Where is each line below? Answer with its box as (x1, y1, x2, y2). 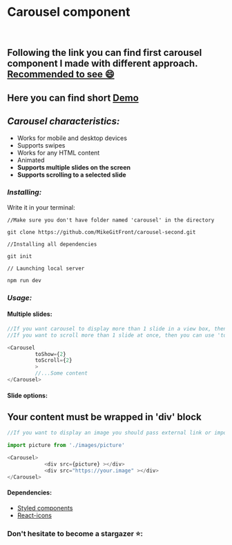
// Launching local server (7, 265, 85, 272)
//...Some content (35, 370, 88, 377)
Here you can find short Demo (7, 92, 139, 103)
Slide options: (7, 391, 48, 399)
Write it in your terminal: (7, 203, 75, 211)
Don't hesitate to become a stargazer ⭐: (7, 528, 144, 538)
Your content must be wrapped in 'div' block (7, 411, 202, 423)
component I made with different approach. (7, 58, 198, 70)
